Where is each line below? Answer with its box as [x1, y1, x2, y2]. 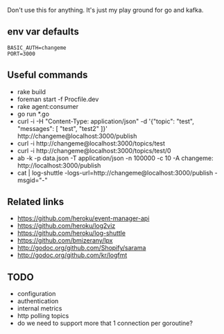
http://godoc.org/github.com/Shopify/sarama [17, 244, 146, 252]
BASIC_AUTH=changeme [7, 44, 67, 51]
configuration [17, 290, 56, 298]
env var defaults [7, 26, 80, 37]
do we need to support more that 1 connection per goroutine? [17, 319, 193, 328]
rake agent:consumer [17, 102, 78, 110]
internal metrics [17, 304, 62, 313]
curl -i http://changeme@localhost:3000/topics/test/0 [17, 146, 171, 155]
